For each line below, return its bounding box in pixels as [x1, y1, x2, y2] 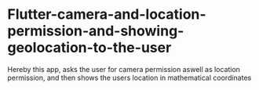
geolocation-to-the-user [7, 39, 172, 56]
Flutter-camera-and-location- [7, 5, 206, 23]
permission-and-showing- [7, 22, 184, 40]
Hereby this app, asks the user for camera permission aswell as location [7, 64, 241, 74]
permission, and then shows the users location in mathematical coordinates [7, 73, 252, 82]
